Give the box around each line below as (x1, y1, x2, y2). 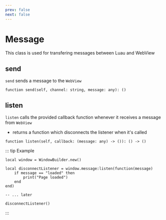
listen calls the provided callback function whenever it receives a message (5, 114, 161, 120)
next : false (5, 12, 30, 17)
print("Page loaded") (23, 175, 68, 180)
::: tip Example (5, 148, 34, 154)
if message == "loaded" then (14, 170, 75, 175)
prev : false (5, 7, 30, 12)
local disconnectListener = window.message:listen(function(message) (5, 166, 153, 171)
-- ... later (5, 192, 32, 197)
